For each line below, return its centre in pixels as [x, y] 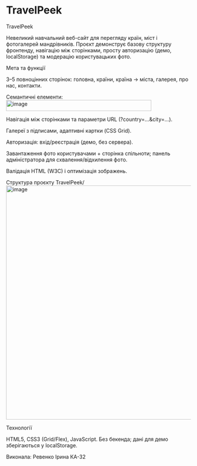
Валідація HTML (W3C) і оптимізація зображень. [67, 171]
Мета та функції [26, 67]
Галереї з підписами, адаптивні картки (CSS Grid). [69, 130]
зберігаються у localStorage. [42, 445]
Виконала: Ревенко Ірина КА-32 [46, 457]
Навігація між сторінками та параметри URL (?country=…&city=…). [89, 119]
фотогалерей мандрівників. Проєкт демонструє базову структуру [89, 44]
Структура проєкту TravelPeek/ [45, 182]
